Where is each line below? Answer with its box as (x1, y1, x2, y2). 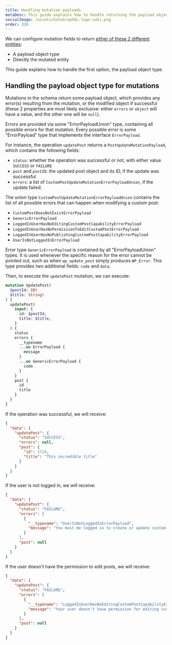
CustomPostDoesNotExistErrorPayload (12, 211, 91, 216)
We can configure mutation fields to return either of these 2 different (5, 36, 150, 42)
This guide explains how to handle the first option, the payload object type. (5, 66, 163, 73)
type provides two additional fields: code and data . (5, 263, 111, 269)
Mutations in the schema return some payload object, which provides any (5, 95, 160, 101)
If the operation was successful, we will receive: (5, 411, 107, 417)
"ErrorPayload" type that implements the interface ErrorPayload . (5, 132, 141, 138)
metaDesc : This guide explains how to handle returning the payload (5, 12, 155, 17)
